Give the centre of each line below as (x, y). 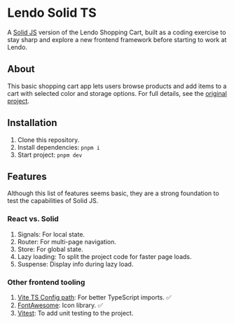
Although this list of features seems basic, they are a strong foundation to (113, 193)
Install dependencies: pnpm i (58, 147)
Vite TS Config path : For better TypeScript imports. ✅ (94, 297)
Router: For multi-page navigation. (67, 241)
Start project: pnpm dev (50, 155)
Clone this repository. (48, 140)
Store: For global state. (50, 249)
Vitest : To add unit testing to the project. (75, 313)
